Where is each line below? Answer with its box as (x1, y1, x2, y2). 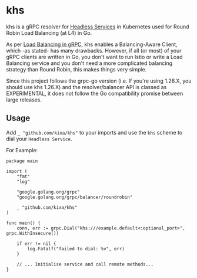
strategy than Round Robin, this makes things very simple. (6, 66, 147, 73)
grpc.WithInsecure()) (6, 230, 59, 236)
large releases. (6, 96, 42, 103)
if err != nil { (16, 240, 57, 247)
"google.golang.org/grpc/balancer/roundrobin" (16, 194, 133, 200)
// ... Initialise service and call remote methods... (16, 261, 154, 267)
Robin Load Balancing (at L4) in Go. (6, 29, 92, 36)
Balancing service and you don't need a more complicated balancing (6, 60, 173, 67)
